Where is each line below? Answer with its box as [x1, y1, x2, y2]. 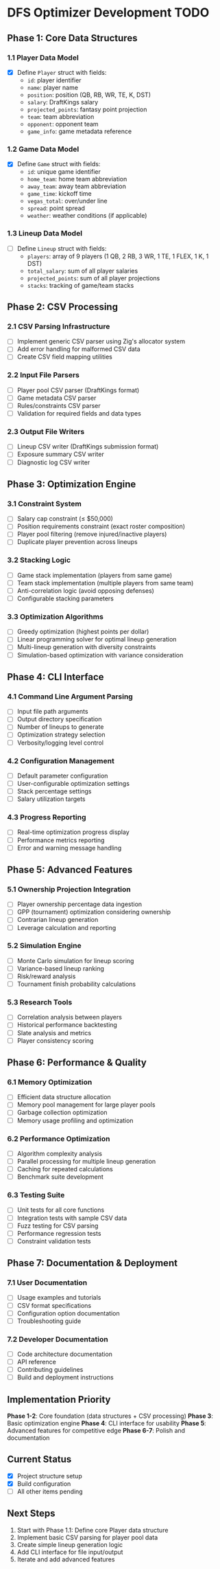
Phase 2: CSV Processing [7, 301, 119, 313]
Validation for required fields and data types [16, 409, 142, 418]
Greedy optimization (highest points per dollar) [16, 627, 149, 636]
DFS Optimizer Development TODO [7, 5, 210, 21]
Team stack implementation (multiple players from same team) [16, 578, 194, 587]
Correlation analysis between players [16, 1013, 122, 1021]
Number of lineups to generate [16, 723, 104, 731]
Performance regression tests [16, 1229, 101, 1237]
